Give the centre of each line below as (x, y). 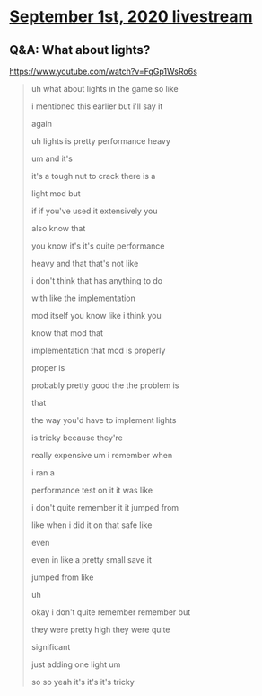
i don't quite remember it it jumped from (105, 507)
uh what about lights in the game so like (105, 89)
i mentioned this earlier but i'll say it (97, 106)
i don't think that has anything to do (97, 280)
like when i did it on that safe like (92, 525)
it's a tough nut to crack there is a (93, 176)
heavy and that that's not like (85, 263)
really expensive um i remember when (102, 455)
